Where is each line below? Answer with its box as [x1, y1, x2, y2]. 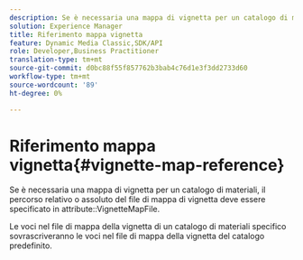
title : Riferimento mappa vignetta [9, 30, 143, 39]
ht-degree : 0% [9, 88, 63, 97]
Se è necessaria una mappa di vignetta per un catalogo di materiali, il [9, 184, 266, 195]
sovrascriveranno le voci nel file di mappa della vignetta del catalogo [9, 231, 265, 242]
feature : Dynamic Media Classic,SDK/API [9, 38, 164, 48]
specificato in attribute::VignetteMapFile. [9, 204, 161, 215]
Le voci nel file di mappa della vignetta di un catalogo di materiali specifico [9, 221, 287, 232]
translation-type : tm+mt [9, 55, 103, 64]
